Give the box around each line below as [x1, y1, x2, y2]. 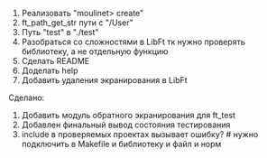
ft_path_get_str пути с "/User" [21, 17, 133, 28]
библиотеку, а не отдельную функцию [21, 46, 169, 57]
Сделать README [21, 56, 90, 66]
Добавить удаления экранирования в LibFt [21, 75, 188, 85]
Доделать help [21, 65, 78, 76]
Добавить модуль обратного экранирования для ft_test [21, 110, 236, 120]
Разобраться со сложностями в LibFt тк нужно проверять [21, 36, 245, 47]
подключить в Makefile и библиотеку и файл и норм [21, 139, 222, 149]
